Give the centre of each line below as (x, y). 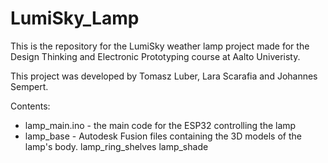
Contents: (30, 106)
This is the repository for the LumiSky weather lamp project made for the (160, 46)
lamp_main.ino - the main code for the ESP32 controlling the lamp (160, 125)
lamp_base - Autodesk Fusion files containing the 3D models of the (163, 136)
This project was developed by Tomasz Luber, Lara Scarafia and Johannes (164, 76)
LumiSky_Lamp (75, 18)
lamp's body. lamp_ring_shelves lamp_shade (116, 146)
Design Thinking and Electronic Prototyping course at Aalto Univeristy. (155, 56)
